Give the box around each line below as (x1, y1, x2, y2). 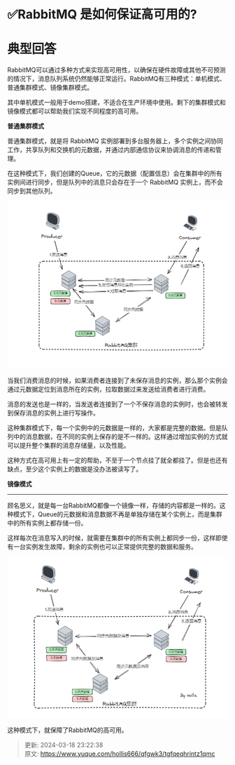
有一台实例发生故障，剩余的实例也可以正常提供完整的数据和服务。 (7, 543, 197, 551)
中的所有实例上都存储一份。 (7, 519, 87, 527)
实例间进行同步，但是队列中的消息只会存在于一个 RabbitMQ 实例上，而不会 (7, 178, 224, 187)
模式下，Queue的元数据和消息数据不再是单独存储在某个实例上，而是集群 (13, 510, 222, 519)
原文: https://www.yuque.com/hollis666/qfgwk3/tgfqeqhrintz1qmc (24, 749, 215, 758)
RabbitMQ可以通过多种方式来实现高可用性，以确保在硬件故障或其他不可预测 (7, 66, 226, 74)
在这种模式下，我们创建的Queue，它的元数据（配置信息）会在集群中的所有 (7, 169, 222, 178)
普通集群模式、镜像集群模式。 (7, 84, 93, 92)
